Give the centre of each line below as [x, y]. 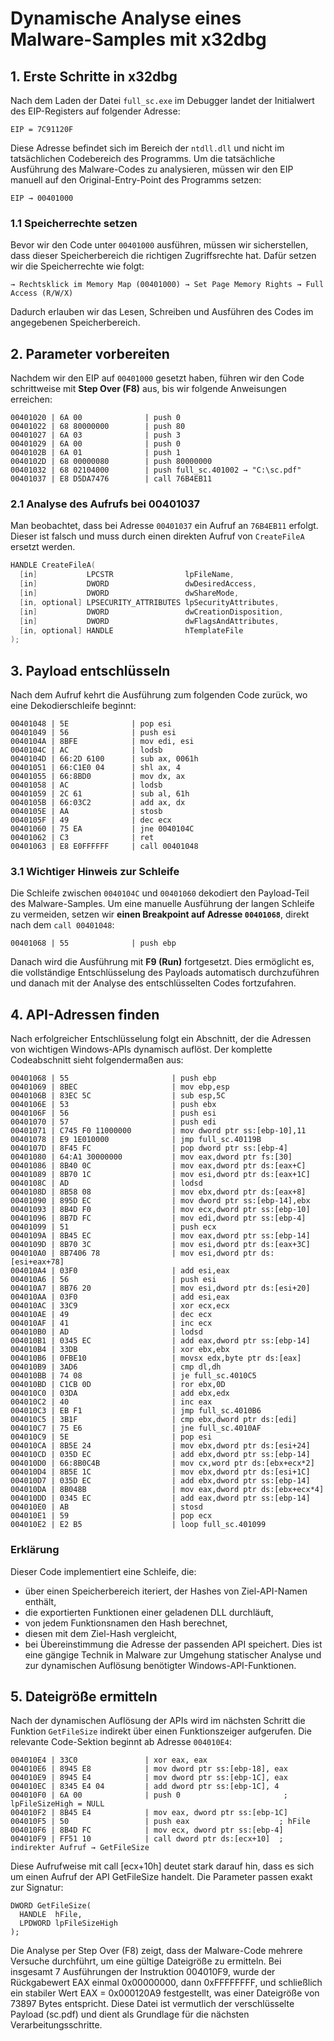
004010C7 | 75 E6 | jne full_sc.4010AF [136, 1428]
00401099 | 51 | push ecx [113, 1227]
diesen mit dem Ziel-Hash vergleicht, [101, 1633]
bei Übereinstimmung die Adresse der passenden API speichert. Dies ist [173, 1644]
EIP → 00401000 [42, 198]
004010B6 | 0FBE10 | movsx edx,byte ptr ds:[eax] [156, 1358]
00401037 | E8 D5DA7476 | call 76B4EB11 [111, 479]
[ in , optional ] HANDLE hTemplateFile [131, 630]
